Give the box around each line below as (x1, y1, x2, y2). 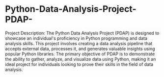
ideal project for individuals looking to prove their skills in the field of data (5, 61, 154, 67)
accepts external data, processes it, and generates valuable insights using (5, 46, 156, 51)
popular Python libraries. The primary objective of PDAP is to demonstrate (5, 51, 155, 57)
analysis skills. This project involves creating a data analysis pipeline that (5, 40, 153, 46)
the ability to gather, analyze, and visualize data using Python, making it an (5, 56, 156, 62)
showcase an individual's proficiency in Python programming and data (5, 35, 148, 41)
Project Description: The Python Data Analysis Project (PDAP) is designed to (5, 30, 160, 36)
